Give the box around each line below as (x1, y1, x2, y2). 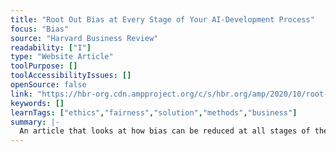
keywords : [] (10, 98, 65, 108)
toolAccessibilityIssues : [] (10, 71, 132, 81)
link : (10, 89, 33, 99)
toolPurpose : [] (10, 61, 78, 71)
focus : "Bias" (10, 24, 70, 34)
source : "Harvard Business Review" (10, 33, 159, 43)
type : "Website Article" (10, 52, 114, 62)
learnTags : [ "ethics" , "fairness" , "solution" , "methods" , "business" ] (10, 107, 298, 118)
